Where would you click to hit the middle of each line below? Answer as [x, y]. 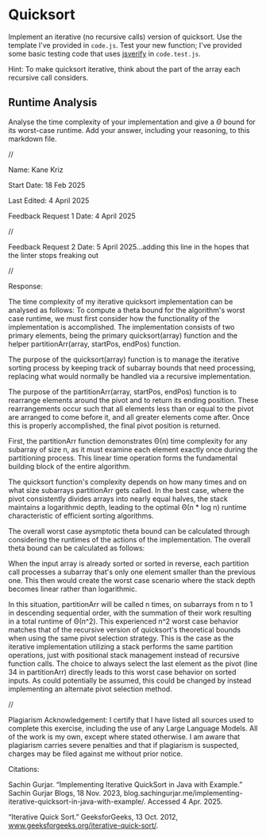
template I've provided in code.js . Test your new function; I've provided [125, 45]
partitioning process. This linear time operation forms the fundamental [123, 458]
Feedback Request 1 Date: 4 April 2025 [72, 216]
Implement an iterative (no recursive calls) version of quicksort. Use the [125, 37]
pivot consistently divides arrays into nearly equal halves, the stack [118, 499]
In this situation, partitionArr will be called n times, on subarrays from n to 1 [131, 604]
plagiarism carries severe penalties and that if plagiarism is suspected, [124, 745]
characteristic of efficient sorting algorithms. [81, 515]
